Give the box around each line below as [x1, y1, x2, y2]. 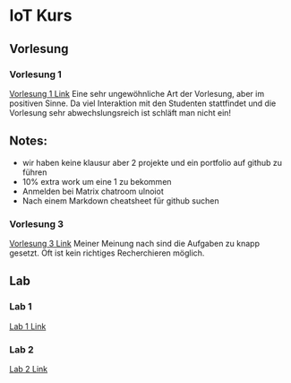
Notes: [9, 134, 47, 149]
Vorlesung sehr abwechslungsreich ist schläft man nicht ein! [9, 107, 231, 118]
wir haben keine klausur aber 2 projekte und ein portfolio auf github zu [21, 157, 283, 168]
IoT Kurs [9, 5, 73, 26]
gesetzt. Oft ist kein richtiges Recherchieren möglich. [9, 248, 205, 258]
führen [21, 167, 47, 178]
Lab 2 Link [9, 363, 48, 374]
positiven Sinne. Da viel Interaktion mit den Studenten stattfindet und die [9, 98, 277, 109]
